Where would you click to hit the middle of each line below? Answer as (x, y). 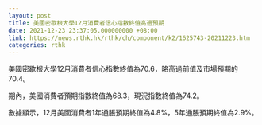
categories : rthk (37, 45)
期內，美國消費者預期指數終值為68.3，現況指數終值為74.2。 (106, 96)
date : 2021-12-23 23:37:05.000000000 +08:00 (83, 30)
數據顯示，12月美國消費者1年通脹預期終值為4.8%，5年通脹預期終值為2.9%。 (133, 113)
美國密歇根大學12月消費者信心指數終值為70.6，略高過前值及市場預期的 (123, 69)
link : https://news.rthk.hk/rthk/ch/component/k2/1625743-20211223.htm (129, 38)
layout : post (30, 16)
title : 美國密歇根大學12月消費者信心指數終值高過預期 (87, 23)
